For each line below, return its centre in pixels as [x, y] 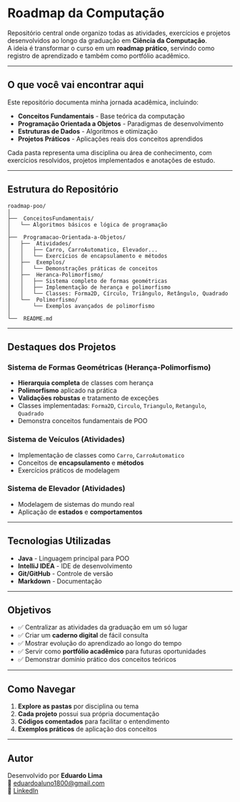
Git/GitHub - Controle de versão [65, 573]
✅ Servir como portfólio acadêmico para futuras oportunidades [112, 651]
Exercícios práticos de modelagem [69, 470]
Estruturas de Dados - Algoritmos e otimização [88, 131]
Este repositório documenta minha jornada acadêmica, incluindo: [103, 102]
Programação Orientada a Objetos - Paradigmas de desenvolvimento [120, 124]
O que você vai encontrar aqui [76, 85]
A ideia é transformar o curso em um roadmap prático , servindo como [111, 48]
